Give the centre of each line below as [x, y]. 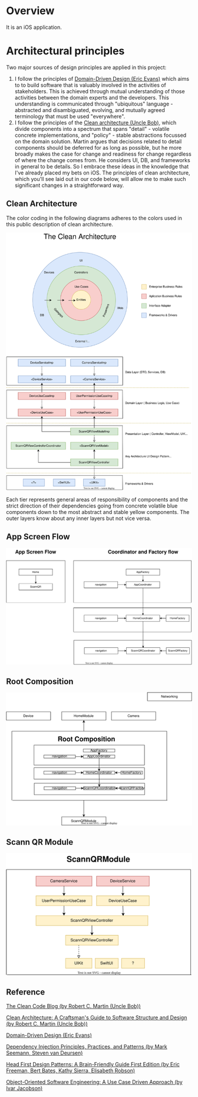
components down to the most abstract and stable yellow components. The [98, 512]
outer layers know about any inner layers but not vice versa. [79, 518]
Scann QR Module [40, 842]
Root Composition [40, 681]
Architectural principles [65, 51]
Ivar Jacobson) [24, 1088]
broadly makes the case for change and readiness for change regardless [103, 154]
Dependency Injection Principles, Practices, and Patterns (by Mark [87, 1047]
